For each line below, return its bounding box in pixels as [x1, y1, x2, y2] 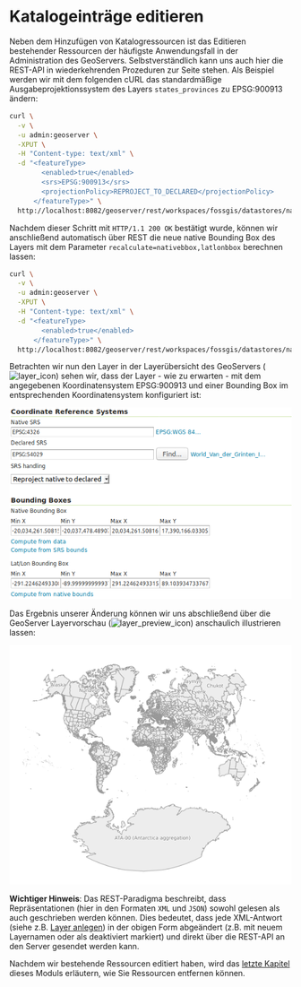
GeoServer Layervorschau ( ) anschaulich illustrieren [9, 618, 281, 628]
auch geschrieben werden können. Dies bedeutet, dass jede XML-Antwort [9, 913, 283, 923]
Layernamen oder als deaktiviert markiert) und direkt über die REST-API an [9, 931, 285, 942]
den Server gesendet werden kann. [9, 941, 140, 952]
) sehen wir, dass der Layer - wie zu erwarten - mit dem [56, 370, 262, 382]
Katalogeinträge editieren [9, 6, 204, 27]
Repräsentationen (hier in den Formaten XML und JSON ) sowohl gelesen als [9, 903, 280, 913]
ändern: [9, 92, 39, 104]
